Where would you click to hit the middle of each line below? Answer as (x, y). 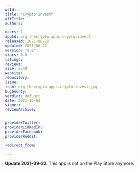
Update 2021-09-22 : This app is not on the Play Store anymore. (70, 163)
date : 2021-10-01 (23, 100)
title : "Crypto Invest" (29, 14)
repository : (17, 78)
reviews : (14, 64)
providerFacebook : (24, 132)
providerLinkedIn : (24, 127)
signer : (13, 105)
